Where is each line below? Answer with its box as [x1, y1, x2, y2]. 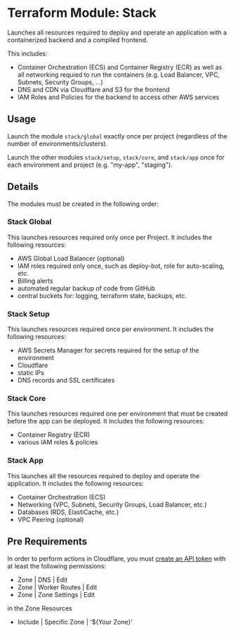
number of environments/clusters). [7, 139, 108, 148]
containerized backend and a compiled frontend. [7, 35, 149, 44]
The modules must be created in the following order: [7, 199, 159, 208]
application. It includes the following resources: [7, 479, 144, 487]
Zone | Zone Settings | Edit [17, 590, 95, 599]
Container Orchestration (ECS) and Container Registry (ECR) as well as [17, 63, 222, 71]
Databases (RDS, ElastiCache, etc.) [17, 508, 119, 516]
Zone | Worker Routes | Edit [17, 582, 98, 592]
